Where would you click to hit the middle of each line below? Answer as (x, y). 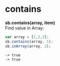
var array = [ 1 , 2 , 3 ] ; (27, 37)
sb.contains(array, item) (30, 23)
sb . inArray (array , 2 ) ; (28, 46)
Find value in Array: (25, 28)
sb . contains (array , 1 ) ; (29, 41)
